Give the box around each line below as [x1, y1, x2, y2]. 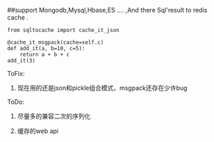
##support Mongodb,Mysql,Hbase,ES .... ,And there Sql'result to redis [7, 6, 208, 14]
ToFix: [7, 70, 25, 77]
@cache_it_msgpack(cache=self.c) [7, 39, 104, 46]
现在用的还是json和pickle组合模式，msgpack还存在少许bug [17, 84, 188, 92]
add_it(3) [7, 57, 36, 64]
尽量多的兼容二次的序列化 [17, 112, 91, 120]
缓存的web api [17, 127, 59, 135]
